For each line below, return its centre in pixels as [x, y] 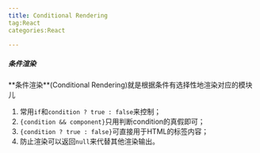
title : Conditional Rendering [58, 15]
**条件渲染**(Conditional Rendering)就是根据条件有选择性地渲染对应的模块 [130, 85]
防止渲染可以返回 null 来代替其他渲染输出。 [90, 142]
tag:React [25, 23]
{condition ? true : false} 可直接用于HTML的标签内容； [114, 132]
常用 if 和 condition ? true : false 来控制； [90, 112]
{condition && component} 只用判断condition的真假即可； [112, 122]
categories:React [37, 30]
